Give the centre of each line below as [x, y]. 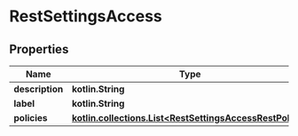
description [39, 89]
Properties [39, 49]
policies [31, 118]
